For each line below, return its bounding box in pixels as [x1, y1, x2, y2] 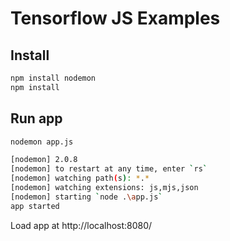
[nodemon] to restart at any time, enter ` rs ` [10, 164, 208, 174]
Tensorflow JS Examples [10, 7, 221, 30]
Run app [10, 110, 63, 127]
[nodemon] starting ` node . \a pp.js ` [10, 192, 163, 202]
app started [10, 201, 60, 211]
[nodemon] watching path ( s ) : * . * [10, 173, 150, 184]
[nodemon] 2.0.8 [10, 155, 78, 165]
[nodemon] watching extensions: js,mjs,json [10, 183, 199, 193]
